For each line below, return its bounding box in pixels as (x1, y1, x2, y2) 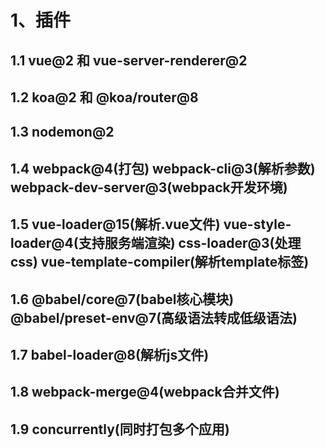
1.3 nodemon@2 (10, 124, 115, 141)
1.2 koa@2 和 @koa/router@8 (10, 89, 199, 106)
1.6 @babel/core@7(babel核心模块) (10, 291, 235, 308)
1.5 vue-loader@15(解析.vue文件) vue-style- (10, 216, 292, 233)
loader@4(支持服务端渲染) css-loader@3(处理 (10, 235, 302, 252)
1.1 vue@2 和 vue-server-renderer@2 (10, 52, 248, 69)
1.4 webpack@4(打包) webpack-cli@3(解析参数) (10, 160, 316, 177)
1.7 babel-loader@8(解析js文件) (10, 346, 210, 363)
